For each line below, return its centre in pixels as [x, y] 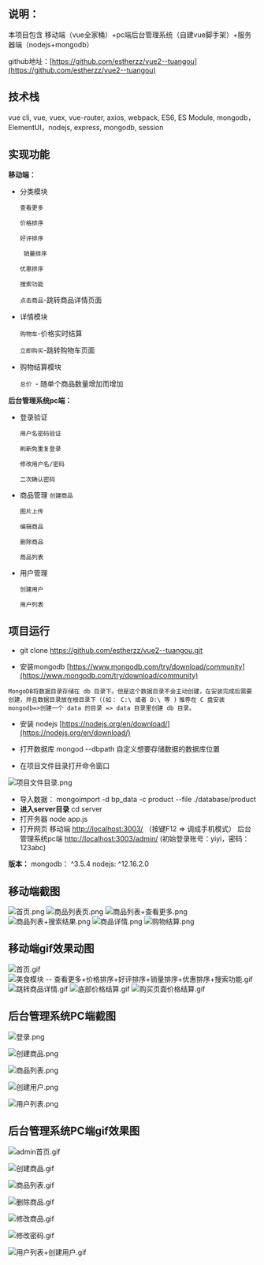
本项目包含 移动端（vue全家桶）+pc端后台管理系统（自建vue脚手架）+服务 [130, 35]
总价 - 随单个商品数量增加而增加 [71, 384]
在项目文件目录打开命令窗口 [65, 766]
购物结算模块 [40, 367]
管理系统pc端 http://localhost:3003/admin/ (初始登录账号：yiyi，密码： [134, 839]
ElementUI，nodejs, [40, 127]
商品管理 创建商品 [46, 495]
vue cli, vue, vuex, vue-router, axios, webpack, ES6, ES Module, [112, 118]
